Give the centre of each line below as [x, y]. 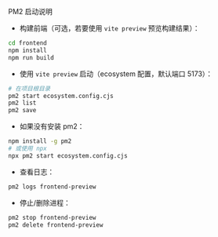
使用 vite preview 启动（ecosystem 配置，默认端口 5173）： [116, 74]
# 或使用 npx [27, 148]
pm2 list [22, 103]
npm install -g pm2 [40, 141]
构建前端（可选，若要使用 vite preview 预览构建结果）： [109, 28]
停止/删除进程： [45, 202]
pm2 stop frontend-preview [52, 217]
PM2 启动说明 [31, 11]
